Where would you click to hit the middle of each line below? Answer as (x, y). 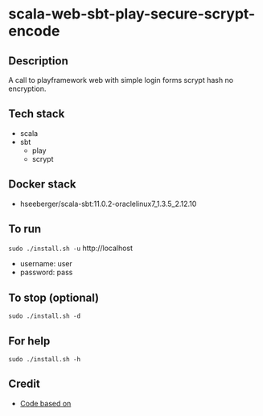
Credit (24, 384)
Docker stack (42, 185)
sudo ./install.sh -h (45, 360)
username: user (46, 264)
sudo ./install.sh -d (45, 316)
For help (29, 341)
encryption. (27, 89)
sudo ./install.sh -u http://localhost (71, 248)
